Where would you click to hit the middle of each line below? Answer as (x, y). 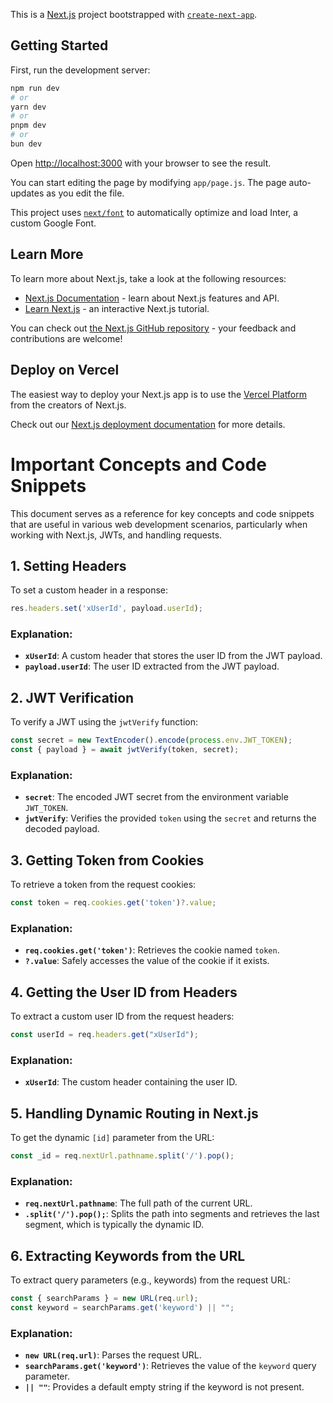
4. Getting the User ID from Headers (124, 992)
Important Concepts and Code (138, 464)
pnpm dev (28, 125)
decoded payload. (62, 829)
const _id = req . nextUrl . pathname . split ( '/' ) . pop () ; (122, 1156)
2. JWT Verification (72, 697)
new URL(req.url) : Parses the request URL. (113, 1355)
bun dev (26, 144)
